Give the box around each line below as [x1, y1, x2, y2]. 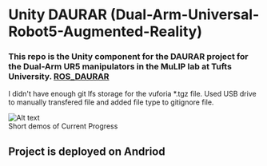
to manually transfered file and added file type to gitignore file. [8, 97, 214, 107]
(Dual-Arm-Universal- [110, 6, 260, 24]
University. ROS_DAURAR [8, 71, 110, 82]
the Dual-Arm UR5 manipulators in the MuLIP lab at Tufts [8, 61, 232, 73]
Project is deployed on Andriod [8, 144, 165, 158]
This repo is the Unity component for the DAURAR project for [8, 51, 249, 62]
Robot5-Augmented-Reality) [8, 22, 202, 41]
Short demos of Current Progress [8, 121, 118, 131]
